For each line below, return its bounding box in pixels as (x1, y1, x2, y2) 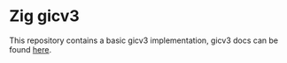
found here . (9, 44, 51, 54)
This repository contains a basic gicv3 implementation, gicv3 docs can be (9, 35, 279, 45)
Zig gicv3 (9, 6, 80, 26)
